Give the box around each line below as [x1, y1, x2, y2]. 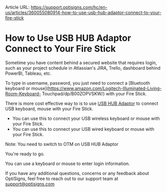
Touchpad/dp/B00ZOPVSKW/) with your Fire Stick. [41, 90, 147, 97]
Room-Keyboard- [5, 90, 41, 97]
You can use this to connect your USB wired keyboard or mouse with [12, 126, 154, 132]
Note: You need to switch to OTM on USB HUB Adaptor [5, 141, 118, 147]
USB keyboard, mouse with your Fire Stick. [5, 105, 93, 112]
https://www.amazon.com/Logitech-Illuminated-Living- [48, 85, 162, 91]
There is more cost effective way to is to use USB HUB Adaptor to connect [5, 100, 158, 106]
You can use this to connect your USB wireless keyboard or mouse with [12, 115, 160, 121]
